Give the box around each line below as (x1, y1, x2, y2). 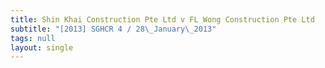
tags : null (10, 33, 56, 43)
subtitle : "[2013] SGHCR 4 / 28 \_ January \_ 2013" (10, 24, 217, 34)
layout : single (10, 42, 74, 53)
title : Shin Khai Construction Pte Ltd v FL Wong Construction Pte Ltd (10, 14, 315, 25)
